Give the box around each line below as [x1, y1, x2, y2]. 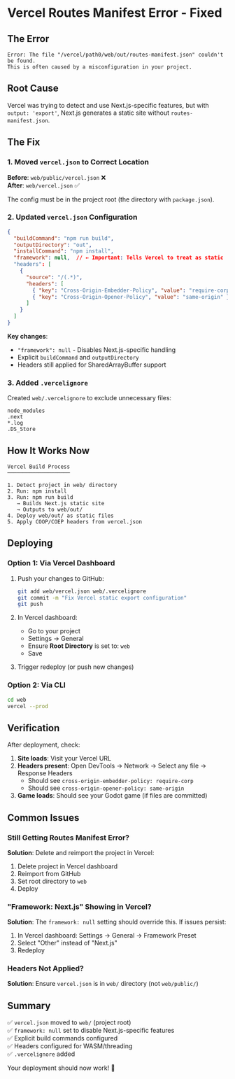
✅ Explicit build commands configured [7, 1034, 118, 1043]
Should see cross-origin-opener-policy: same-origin [27, 784, 185, 792]
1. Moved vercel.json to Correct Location [7, 157, 149, 167]
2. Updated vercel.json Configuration [7, 212, 138, 222]
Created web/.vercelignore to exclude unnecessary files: [7, 394, 172, 402]
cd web [7, 696, 27, 703]
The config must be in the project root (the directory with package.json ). [7, 195, 215, 204]
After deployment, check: [7, 740, 80, 749]
